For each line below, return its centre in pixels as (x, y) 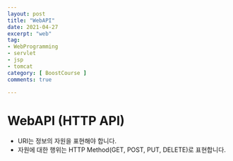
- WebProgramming (33, 47)
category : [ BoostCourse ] (47, 73)
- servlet (22, 54)
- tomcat (20, 66)
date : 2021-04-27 (33, 27)
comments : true (30, 79)
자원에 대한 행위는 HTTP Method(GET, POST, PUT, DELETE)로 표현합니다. (121, 150)
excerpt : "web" (30, 34)
